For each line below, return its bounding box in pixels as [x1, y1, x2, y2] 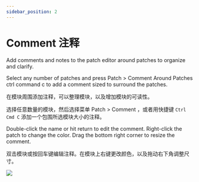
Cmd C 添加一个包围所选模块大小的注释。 [6, 113, 105, 120]
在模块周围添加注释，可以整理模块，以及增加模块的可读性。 [6, 93, 153, 100]
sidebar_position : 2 [6, 8, 58, 15]
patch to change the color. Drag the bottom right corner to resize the [6, 131, 175, 138]
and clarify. [6, 63, 34, 70]
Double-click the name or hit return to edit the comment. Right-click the [6, 125, 182, 132]
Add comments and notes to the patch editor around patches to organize [6, 56, 186, 63]
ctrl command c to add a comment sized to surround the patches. [6, 81, 168, 88]
